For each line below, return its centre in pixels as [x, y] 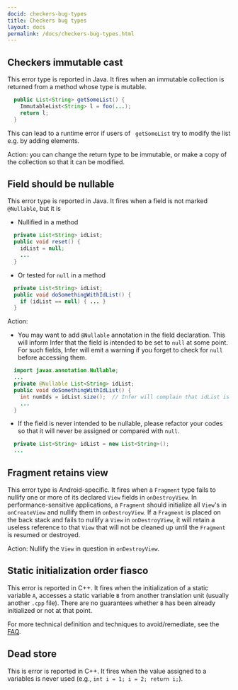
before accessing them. [52, 357]
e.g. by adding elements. [44, 140]
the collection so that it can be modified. [66, 162]
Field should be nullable [61, 184]
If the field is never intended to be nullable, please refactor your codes [120, 424]
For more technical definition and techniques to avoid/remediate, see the [113, 624]
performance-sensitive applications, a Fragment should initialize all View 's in [117, 505]
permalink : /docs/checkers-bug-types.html [71, 34]
